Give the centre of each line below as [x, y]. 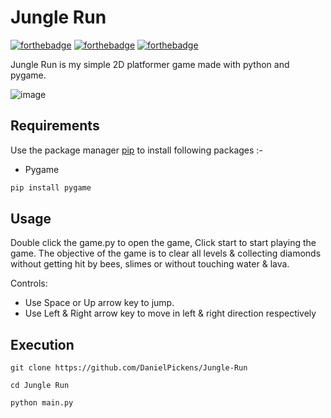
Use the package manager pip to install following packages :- [136, 150]
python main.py [42, 403]
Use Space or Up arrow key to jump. [99, 303]
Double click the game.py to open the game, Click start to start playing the [163, 243]
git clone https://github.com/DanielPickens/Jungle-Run [129, 368]
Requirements [55, 126]
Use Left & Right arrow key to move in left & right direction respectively [170, 313]
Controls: [29, 283]
